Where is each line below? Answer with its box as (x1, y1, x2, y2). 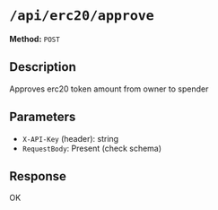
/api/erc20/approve (9, 7, 154, 24)
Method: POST (9, 33, 60, 44)
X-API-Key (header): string (22, 133, 119, 144)
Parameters (9, 109, 76, 125)
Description (9, 59, 76, 74)
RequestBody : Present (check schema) (22, 143, 162, 153)
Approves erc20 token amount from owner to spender (9, 83, 209, 94)
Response (9, 169, 67, 184)
